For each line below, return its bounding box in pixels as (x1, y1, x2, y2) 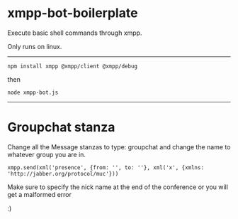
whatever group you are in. (7, 150, 86, 159)
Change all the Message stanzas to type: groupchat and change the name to (7, 142, 231, 151)
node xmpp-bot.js (7, 89, 59, 96)
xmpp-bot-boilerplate (7, 5, 138, 21)
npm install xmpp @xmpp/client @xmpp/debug (7, 63, 138, 70)
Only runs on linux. (7, 42, 62, 50)
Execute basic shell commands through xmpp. (7, 28, 142, 37)
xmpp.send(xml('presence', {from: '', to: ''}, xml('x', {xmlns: (7, 164, 204, 171)
